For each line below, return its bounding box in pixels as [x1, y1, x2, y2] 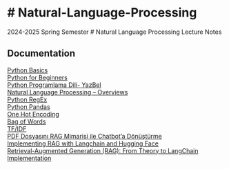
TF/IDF [7, 124, 27, 132]
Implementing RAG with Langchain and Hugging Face [7, 139, 159, 148]
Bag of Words [7, 117, 46, 126]
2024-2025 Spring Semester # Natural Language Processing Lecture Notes [7, 28, 222, 36]
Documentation [7, 48, 76, 59]
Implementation [7, 154, 52, 162]
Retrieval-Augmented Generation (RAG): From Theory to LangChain [7, 146, 199, 155]
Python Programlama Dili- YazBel [7, 81, 101, 89]
